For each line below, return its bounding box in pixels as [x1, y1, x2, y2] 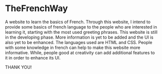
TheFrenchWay [5, 3, 68, 14]
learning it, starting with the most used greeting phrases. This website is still [5, 29, 158, 35]
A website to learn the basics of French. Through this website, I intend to [5, 19, 151, 25]
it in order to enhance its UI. [5, 55, 61, 60]
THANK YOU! [5, 64, 32, 70]
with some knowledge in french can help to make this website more [5, 44, 141, 50]
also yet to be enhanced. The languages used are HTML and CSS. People [5, 39, 152, 45]
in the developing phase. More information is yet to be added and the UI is [5, 34, 154, 40]
